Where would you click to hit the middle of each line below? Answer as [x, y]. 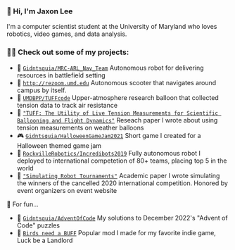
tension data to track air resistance [67, 105]
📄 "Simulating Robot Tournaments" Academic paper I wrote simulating [118, 175]
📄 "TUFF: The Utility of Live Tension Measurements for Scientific [118, 113]
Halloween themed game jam [59, 145]
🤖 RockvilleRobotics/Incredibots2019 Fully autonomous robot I [109, 153]
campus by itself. [42, 90]
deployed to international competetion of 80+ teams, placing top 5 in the [122, 161]
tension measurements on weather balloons [80, 127]
